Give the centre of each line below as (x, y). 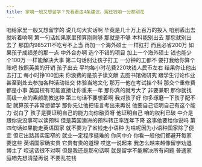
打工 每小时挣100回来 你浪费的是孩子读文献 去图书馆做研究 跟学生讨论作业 (103, 75)
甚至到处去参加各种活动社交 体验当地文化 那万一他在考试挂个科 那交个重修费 (101, 83)
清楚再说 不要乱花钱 (52, 158)
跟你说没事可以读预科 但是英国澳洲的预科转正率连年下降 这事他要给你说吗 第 (101, 120)
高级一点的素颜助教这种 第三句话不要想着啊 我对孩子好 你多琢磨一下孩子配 (98, 98)
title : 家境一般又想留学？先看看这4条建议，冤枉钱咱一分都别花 (75, 12)
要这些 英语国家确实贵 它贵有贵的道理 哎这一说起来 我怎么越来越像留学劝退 (99, 143)
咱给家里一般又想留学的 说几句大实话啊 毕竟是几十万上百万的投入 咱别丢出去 (101, 30)
